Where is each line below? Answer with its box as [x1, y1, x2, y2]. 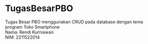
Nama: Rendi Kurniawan [5, 29, 54, 35]
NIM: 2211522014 [5, 34, 40, 40]
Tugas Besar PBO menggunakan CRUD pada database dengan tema [5, 19, 144, 25]
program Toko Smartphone [5, 24, 60, 29]
